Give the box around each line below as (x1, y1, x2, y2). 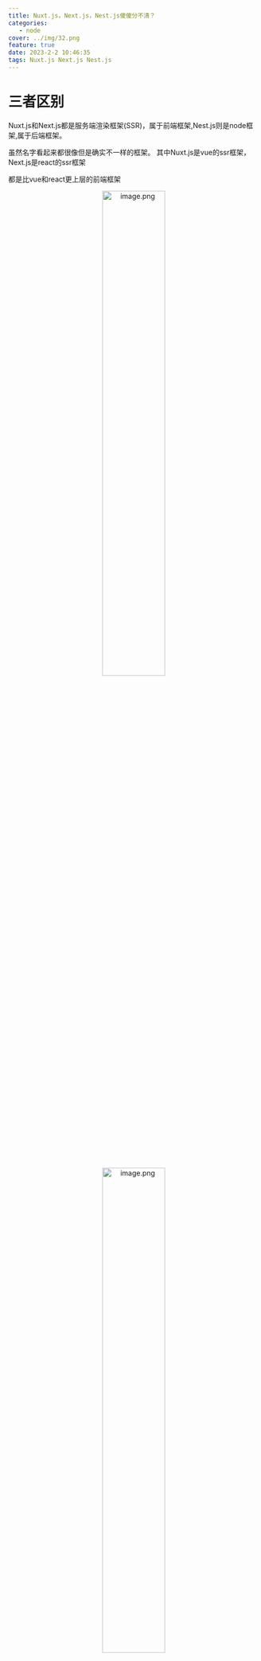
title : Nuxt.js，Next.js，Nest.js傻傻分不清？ (8, 11, 156, 20)
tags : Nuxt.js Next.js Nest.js (8, 57, 112, 64)
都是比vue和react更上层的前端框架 (8, 174, 122, 184)
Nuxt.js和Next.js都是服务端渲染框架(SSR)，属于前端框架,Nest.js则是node (8, 120, 247, 130)
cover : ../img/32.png (8, 33, 80, 42)
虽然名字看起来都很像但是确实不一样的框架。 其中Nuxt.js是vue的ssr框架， (8, 147, 251, 157)
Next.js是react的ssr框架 (8, 157, 86, 167)
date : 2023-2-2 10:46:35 (8, 49, 91, 57)
